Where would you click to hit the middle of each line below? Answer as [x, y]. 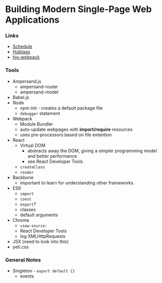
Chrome [21, 220]
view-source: [34, 226]
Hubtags [21, 52]
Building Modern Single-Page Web [78, 9]
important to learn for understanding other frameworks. [77, 182]
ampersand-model [39, 92]
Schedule [22, 47]
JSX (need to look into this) [41, 241]
